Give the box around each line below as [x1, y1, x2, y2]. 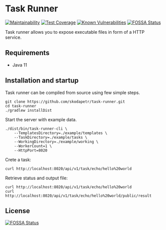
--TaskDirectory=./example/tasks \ [14, 135, 88, 140]
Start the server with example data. [5, 116, 77, 122]
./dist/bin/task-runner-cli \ [5, 126, 68, 131]
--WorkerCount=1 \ [14, 144, 52, 149]
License [5, 207, 30, 215]
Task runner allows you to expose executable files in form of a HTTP [5, 29, 145, 35]
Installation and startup [5, 77, 79, 85]
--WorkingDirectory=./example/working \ [14, 139, 99, 144]
